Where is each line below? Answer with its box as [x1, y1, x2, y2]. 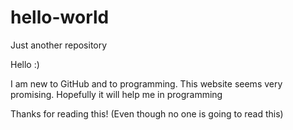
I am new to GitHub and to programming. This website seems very [10, 77, 283, 90]
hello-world [10, 6, 110, 29]
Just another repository [10, 39, 108, 51]
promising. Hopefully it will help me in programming [10, 88, 223, 100]
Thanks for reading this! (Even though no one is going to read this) [10, 107, 284, 120]
